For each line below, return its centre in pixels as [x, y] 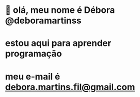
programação [34, 54]
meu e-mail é [33, 76]
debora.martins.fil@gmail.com [70, 87]
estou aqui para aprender [58, 43]
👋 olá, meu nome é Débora [60, 10]
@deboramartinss [43, 21]
